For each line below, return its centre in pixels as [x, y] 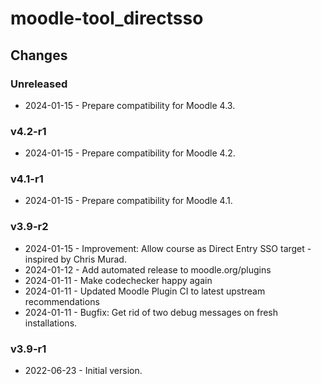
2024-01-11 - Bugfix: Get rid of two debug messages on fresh [151, 312]
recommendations [62, 301]
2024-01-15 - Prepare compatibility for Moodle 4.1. [128, 201]
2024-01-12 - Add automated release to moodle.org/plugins [148, 269]
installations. [51, 323]
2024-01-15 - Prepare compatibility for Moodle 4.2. [130, 153]
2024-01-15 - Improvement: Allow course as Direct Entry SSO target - [168, 248]
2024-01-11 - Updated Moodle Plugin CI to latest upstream [145, 291]
